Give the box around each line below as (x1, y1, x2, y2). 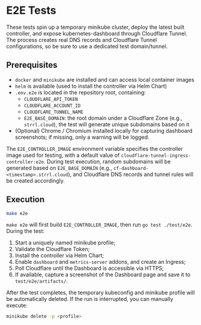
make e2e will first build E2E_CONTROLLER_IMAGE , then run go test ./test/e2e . (6, 221, 193, 228)
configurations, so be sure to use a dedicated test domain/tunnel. (6, 43, 168, 50)
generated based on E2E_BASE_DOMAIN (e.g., (6, 164, 112, 171)
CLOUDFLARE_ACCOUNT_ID (23, 103, 81, 109)
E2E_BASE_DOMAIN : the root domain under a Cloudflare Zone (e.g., (23, 114, 183, 121)
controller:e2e (6, 159, 44, 165)
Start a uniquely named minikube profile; (14, 239, 116, 246)
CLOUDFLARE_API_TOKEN (23, 96, 78, 102)
